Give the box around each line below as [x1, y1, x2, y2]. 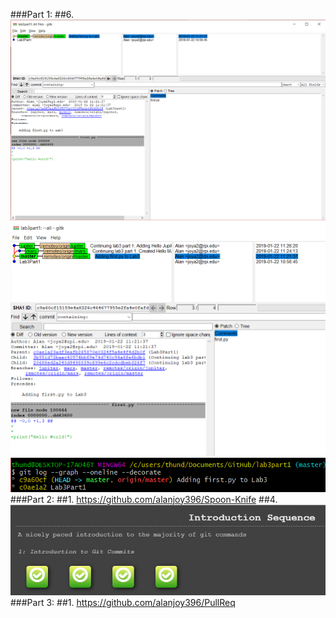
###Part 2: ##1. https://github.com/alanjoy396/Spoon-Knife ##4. [10, 493, 278, 505]
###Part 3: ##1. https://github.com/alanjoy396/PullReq [10, 597, 236, 609]
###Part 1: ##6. [10, 9, 75, 20]
